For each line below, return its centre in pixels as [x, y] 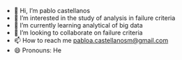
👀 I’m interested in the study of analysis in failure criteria [94, 18]
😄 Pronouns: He [37, 50]
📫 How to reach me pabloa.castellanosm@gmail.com [91, 40]
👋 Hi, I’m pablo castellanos [52, 11]
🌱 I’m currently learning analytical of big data [78, 25]
